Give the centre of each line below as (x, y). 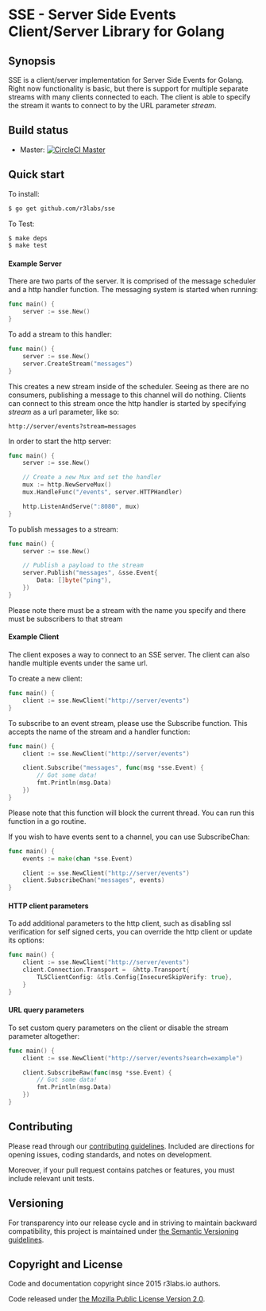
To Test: (21, 224)
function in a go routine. (47, 821)
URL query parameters (46, 1010)
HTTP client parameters (48, 906)
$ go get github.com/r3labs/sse (62, 209)
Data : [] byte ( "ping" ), (74, 580)
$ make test (28, 246)
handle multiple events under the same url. (78, 663)
